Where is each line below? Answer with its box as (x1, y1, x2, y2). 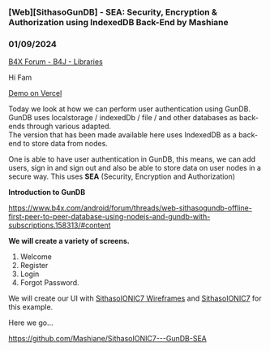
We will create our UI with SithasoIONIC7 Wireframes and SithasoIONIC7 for (8, 293, 262, 303)
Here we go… (8, 318, 54, 327)
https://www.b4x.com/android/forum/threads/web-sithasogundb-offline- (8, 203, 253, 213)
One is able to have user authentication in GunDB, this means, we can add (8, 154, 256, 164)
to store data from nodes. (23, 139, 108, 149)
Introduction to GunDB (8, 188, 86, 197)
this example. (8, 302, 54, 312)
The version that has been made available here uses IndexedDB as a (8, 130, 237, 140)
